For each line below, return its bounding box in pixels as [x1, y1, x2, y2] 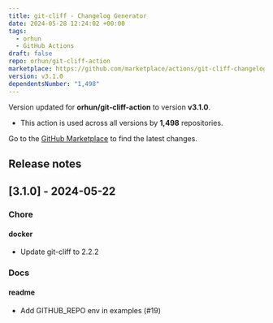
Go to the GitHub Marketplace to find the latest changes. [8, 133, 197, 143]
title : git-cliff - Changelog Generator [8, 11, 148, 20]
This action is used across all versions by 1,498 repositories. [19, 118, 223, 127]
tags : [8, 27, 27, 35]
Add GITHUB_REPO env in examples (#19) [19, 305, 161, 315]
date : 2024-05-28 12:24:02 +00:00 [8, 19, 126, 28]
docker [8, 229, 33, 239]
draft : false [8, 50, 53, 58]
